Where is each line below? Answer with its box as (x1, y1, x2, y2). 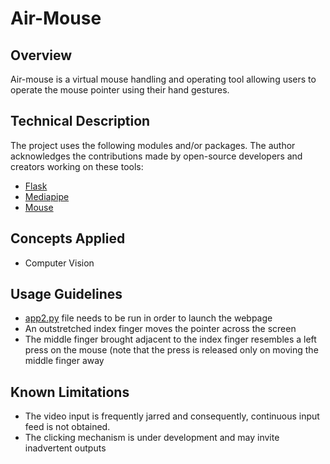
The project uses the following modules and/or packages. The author (10, 139, 296, 151)
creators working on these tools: (10, 160, 144, 172)
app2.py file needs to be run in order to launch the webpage (24, 312, 273, 324)
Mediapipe (24, 190, 70, 202)
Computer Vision (24, 257, 95, 269)
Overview (10, 47, 73, 64)
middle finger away (24, 355, 105, 367)
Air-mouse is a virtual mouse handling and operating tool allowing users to (10, 73, 317, 85)
